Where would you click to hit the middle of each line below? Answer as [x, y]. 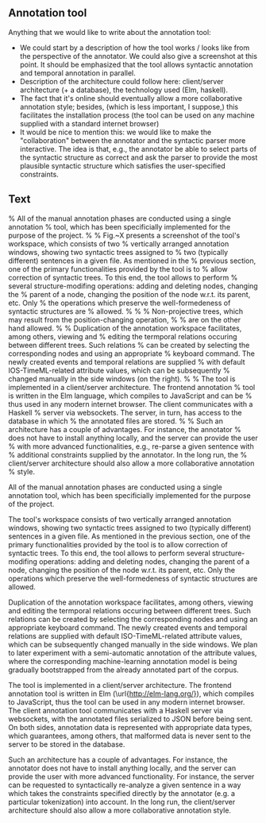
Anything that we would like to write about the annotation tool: [110, 32]
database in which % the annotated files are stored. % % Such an [116, 421]
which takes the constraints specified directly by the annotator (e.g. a [122, 793]
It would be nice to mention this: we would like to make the [116, 132]
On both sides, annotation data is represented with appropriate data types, [130, 727]
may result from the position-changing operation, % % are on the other [124, 319]
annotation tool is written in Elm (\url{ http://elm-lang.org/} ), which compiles [131, 694]
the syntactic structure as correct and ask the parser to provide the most [139, 157]
